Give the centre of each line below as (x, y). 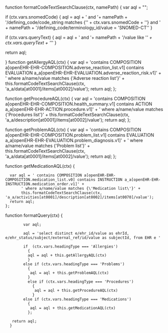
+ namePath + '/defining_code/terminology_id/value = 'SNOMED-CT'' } (79, 28)
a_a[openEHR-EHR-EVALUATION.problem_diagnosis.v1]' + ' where (74, 140)
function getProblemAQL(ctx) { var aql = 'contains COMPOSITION (73, 130)
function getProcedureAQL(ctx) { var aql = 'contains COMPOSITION (75, 98)
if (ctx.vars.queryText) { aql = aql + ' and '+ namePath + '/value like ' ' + (79, 37)
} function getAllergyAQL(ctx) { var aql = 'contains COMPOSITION (73, 62)
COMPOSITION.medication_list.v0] (40, 180)
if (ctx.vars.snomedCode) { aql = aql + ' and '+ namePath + (66, 17)
